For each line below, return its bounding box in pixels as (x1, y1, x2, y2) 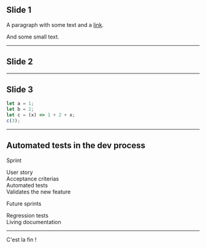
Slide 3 (6, 85, 34, 95)
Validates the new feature (6, 188, 71, 195)
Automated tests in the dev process (6, 140, 146, 151)
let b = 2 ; (6, 107, 34, 113)
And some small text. (6, 33, 59, 40)
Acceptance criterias (6, 175, 59, 182)
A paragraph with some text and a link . (6, 21, 104, 28)
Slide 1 (6, 5, 32, 15)
